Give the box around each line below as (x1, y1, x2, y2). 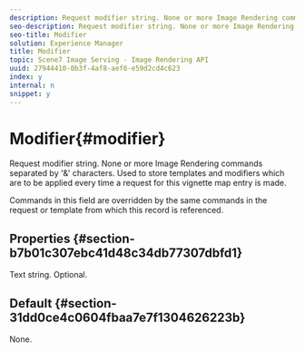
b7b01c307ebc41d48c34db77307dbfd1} (9, 245, 243, 260)
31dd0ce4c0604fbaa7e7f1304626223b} (9, 309, 246, 325)
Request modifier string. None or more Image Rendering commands (9, 158, 263, 169)
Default (9, 296, 53, 311)
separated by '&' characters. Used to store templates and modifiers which (9, 168, 285, 179)
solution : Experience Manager (9, 38, 124, 48)
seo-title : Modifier (9, 30, 88, 39)
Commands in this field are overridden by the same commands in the (9, 195, 268, 206)
